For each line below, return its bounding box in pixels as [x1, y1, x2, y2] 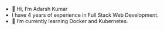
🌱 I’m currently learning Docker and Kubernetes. [11, 18, 128, 24]
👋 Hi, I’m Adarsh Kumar [11, 6, 68, 12]
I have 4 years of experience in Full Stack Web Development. [11, 12, 159, 18]
